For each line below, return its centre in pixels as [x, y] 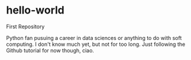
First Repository [25, 26]
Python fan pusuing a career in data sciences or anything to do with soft [94, 38]
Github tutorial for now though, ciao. [50, 50]
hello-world [35, 10]
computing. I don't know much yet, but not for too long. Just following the [96, 44]
